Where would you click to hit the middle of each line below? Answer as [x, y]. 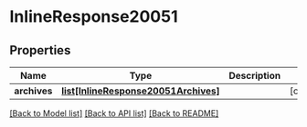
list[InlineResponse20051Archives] [140, 91]
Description [254, 76]
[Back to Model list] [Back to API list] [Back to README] [114, 113]
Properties [40, 50]
